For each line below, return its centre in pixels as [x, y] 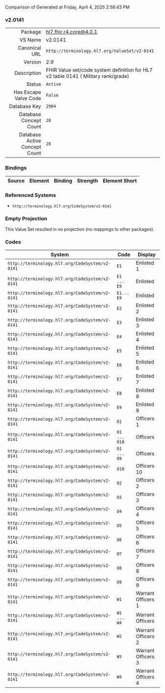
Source [16, 181]
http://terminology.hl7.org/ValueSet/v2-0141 [100, 51]
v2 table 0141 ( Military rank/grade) [87, 76]
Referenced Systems [31, 195]
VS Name [30, 40]
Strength [87, 181]
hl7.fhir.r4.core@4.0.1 [72, 32]
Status [34, 84]
